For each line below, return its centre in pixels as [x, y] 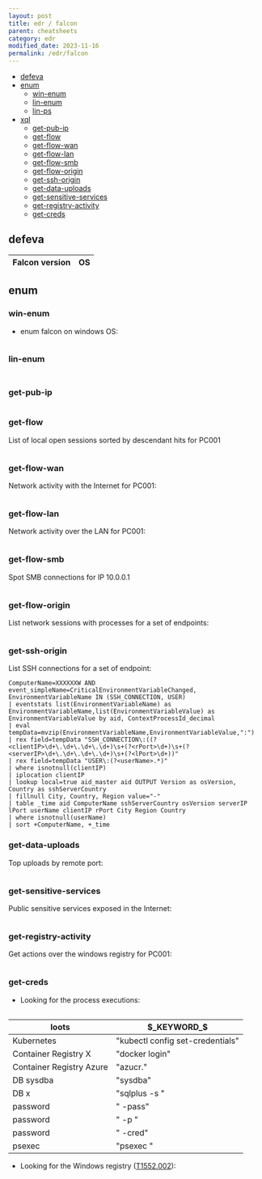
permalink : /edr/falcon [49, 53]
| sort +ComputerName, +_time [59, 825]
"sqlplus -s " [140, 1093]
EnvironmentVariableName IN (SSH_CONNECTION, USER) [97, 698]
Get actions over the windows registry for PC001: [90, 954]
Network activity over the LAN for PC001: [77, 532]
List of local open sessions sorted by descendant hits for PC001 [114, 440]
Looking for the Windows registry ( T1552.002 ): [98, 1165]
